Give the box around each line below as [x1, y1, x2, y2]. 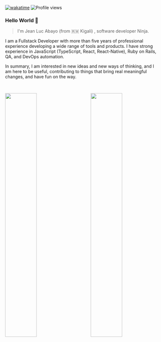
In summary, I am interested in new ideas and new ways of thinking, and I [5, 63, 154, 69]
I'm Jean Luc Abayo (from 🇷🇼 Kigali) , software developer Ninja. [17, 28, 149, 34]
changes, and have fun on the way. [5, 74, 77, 80]
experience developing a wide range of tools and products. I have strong [5, 43, 153, 49]
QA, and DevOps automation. [5, 54, 64, 60]
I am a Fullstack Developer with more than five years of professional [5, 38, 143, 44]
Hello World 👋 [5, 17, 39, 24]
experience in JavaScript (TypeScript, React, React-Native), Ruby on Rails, [5, 48, 157, 54]
